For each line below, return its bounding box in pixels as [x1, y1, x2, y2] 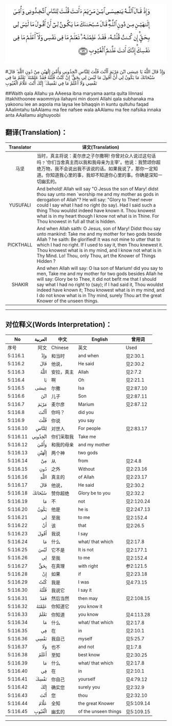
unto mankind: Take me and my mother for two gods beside [36, 231, 162, 237]
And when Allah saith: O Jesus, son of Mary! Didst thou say [36, 225, 161, 232]
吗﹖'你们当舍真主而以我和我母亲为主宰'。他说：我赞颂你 [36, 159, 156, 165]
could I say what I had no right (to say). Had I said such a [36, 202, 156, 208]
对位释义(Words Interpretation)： [5, 320, 113, 329]
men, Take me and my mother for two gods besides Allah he [36, 271, 163, 277]
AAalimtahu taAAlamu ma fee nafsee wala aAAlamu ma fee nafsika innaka [5, 107, 161, 113]
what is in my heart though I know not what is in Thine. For [36, 213, 160, 219]
